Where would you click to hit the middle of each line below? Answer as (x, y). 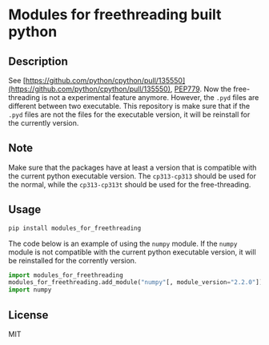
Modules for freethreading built (115, 15)
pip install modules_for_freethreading (75, 228)
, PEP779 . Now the (201, 89)
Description (38, 61)
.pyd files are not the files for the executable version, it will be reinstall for (129, 114)
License (28, 315)
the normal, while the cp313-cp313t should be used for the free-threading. (130, 184)
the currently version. (44, 123)
